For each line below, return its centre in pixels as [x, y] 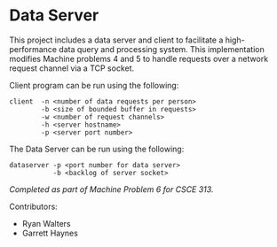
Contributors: [33, 206]
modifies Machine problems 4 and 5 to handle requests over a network [139, 58]
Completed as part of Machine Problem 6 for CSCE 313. [111, 189]
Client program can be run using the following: [94, 85]
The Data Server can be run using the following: [97, 149]
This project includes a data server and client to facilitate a [116, 40]
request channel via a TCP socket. [72, 68]
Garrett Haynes [50, 233]
